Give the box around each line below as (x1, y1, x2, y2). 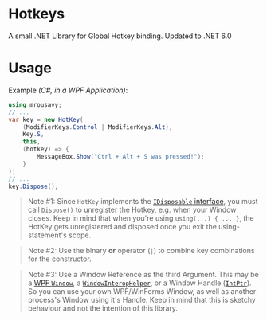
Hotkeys (8, 5, 65, 23)
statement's (27, 230, 68, 240)
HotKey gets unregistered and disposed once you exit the (27, 222, 218, 232)
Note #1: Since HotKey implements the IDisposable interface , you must (27, 197, 258, 206)
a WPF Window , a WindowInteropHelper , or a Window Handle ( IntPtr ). (27, 278, 253, 288)
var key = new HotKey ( (8, 115, 84, 123)
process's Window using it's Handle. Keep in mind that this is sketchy (27, 296, 257, 305)
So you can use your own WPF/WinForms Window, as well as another (27, 287, 257, 296)
